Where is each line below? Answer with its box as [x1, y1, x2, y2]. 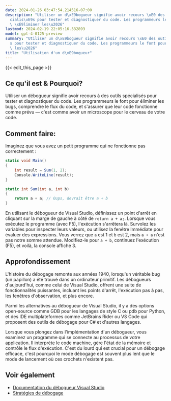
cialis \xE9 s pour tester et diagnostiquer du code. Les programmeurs [10, 17, 160, 22]
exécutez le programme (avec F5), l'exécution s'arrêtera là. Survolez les [5, 221, 156, 227]
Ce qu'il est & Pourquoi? [5, 79, 83, 87]
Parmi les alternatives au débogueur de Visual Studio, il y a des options [5, 302, 154, 308]
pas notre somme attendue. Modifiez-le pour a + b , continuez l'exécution [5, 237, 159, 243]
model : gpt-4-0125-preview [5, 31, 63, 36]
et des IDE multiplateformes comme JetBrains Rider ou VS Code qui [5, 313, 148, 320]
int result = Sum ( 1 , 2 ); [14, 167, 67, 173]
